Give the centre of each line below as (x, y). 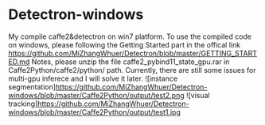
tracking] (23, 104)
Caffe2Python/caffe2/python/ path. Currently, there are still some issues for (132, 70)
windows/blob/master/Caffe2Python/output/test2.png (96, 95)
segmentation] (32, 87)
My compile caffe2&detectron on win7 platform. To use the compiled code (130, 36)
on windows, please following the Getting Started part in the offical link (125, 44)
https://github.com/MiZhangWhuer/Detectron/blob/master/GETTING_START (132, 53)
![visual (198, 95)
